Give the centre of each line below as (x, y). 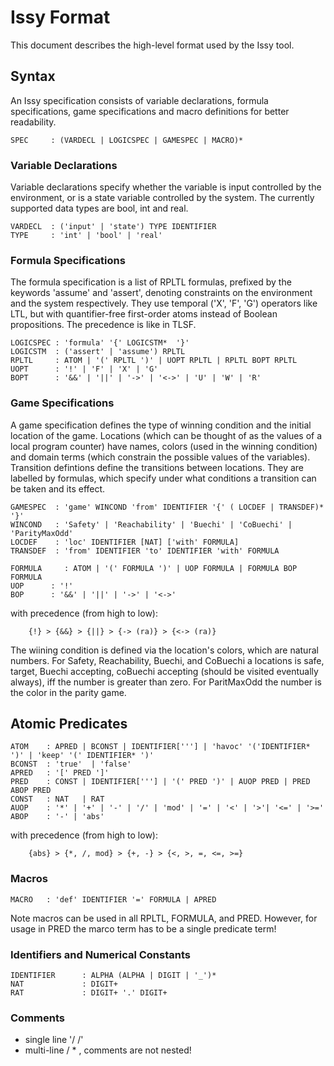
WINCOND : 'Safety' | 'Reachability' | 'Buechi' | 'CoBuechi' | (151, 524)
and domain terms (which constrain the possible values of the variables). (160, 457)
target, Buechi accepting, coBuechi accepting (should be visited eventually (164, 671)
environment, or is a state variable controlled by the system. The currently (162, 198)
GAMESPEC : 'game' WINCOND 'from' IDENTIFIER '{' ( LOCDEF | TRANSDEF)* (167, 507)
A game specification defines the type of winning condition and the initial (161, 425)
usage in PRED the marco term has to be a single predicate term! (143, 928)
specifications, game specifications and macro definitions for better (150, 111)
